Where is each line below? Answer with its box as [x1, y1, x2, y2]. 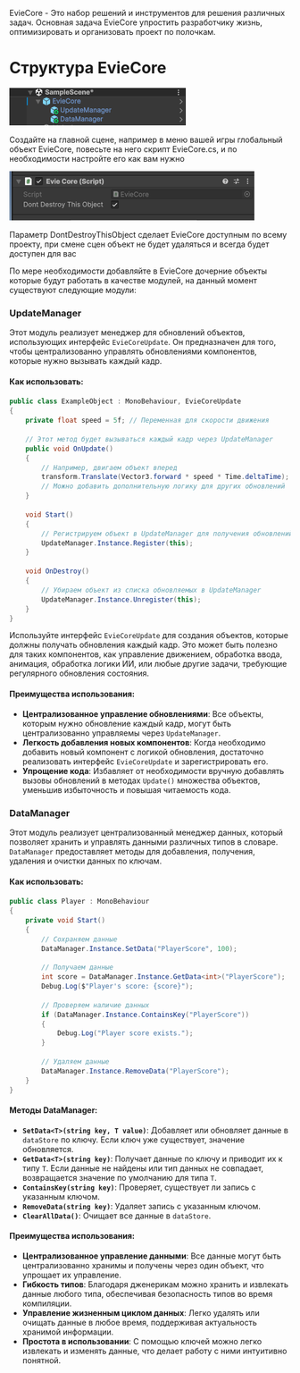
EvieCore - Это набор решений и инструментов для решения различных [9, 8, 286, 18]
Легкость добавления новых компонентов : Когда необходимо [21, 737, 266, 747]
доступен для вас [9, 248, 78, 258]
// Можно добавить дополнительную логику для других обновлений [41, 482, 286, 491]
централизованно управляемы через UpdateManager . [21, 728, 221, 738]
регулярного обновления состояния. [9, 668, 150, 678]
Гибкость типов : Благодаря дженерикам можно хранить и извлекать [21, 1278, 288, 1290]
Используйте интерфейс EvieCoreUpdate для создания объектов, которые [9, 630, 288, 641]
